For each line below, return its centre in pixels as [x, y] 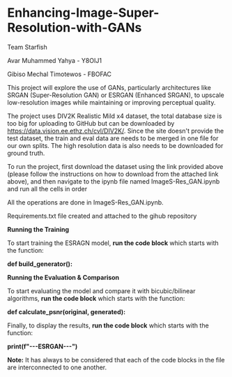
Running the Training [38, 229]
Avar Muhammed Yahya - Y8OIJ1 [55, 60]
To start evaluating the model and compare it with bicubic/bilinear [101, 290]
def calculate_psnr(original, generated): [67, 311]
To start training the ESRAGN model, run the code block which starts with [113, 243]
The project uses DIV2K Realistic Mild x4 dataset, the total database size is [115, 116]
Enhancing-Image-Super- [83, 13]
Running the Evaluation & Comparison [63, 277]
